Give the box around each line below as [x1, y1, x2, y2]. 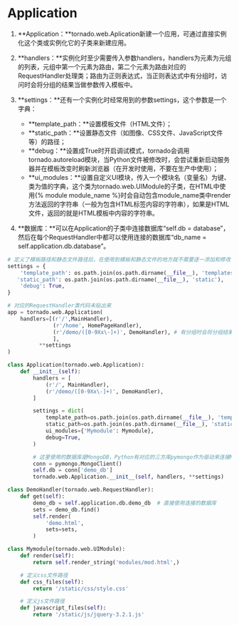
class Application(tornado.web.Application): [7, 362, 144, 369]
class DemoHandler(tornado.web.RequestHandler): [7, 487, 154, 494]
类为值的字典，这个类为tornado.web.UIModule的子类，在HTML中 [28, 182, 220, 190]
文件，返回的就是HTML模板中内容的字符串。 [28, 208, 159, 217]
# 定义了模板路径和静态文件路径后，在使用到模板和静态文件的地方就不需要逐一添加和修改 [7, 255, 231, 263]
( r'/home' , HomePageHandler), [53, 322, 142, 329]
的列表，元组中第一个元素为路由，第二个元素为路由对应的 [17, 62, 186, 71]
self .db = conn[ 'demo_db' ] [33, 467, 113, 474]
